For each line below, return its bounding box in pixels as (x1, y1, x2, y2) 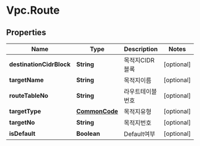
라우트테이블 (124, 88, 157, 95)
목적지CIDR (124, 56, 155, 64)
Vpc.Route (6, 4, 60, 17)
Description (124, 45, 158, 53)
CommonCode (76, 107, 118, 115)
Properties (6, 27, 46, 38)
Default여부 (124, 130, 156, 138)
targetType (9, 107, 42, 115)
